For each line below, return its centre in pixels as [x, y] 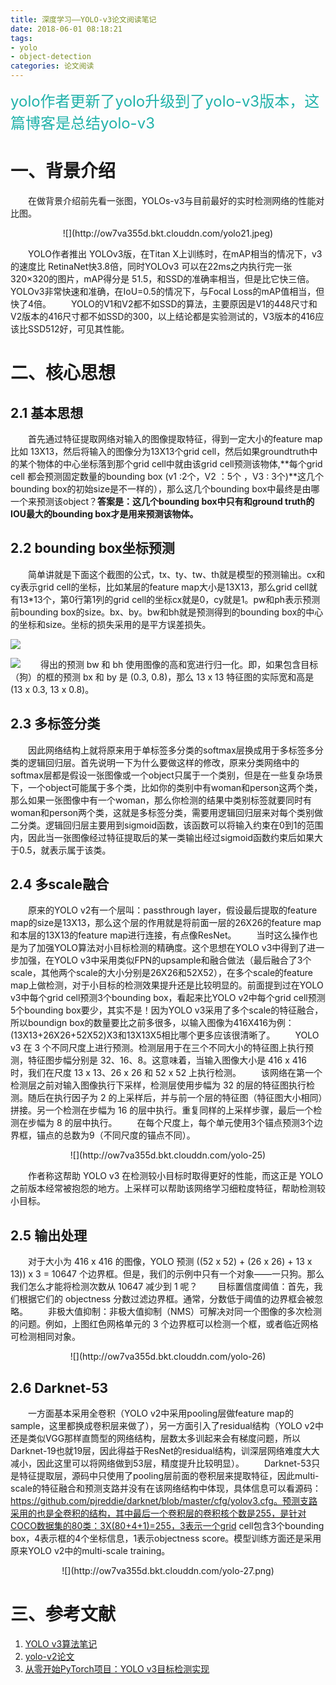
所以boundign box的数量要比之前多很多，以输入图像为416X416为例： [152, 1023]
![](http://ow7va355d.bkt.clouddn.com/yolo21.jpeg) [168, 233]
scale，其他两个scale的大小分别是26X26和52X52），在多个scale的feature [162, 973]
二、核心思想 [63, 373]
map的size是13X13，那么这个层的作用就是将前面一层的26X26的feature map [166, 923]
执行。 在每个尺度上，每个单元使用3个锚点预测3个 [202, 1123]
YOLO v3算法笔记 [61, 1643]
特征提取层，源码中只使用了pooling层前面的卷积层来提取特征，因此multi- [169, 1475]
